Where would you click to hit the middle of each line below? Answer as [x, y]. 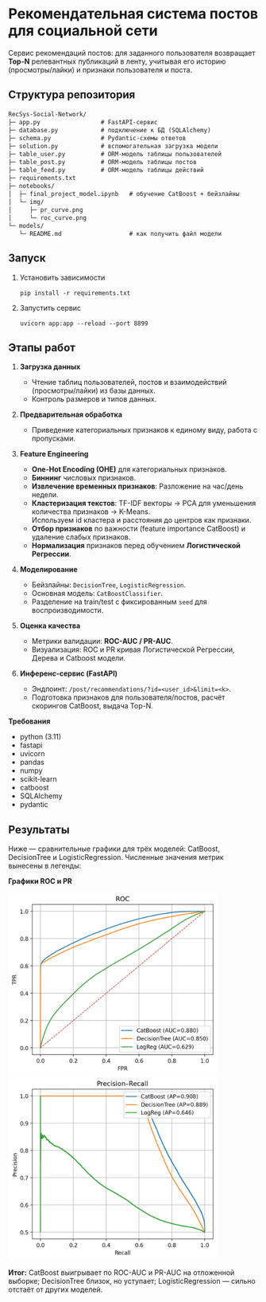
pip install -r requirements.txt [75, 293]
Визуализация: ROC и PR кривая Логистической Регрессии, [133, 649]
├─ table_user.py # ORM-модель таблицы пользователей [115, 154]
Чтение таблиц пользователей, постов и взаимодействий [129, 382]
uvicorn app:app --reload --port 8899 [84, 324]
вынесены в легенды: [45, 866]
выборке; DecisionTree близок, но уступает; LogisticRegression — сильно [132, 1281]
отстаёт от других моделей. [56, 1290]
